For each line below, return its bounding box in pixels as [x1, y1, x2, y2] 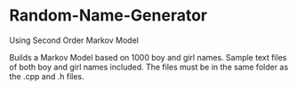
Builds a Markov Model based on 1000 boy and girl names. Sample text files [9, 52, 287, 62]
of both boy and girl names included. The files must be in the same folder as [9, 61, 289, 72]
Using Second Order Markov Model [9, 35, 140, 45]
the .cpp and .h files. [9, 70, 84, 81]
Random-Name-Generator [9, 5, 207, 26]
